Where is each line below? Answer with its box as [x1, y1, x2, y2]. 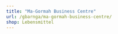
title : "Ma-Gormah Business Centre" [6, 8, 96, 14]
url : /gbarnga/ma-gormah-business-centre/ [6, 14, 112, 20]
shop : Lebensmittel [6, 19, 54, 25]
